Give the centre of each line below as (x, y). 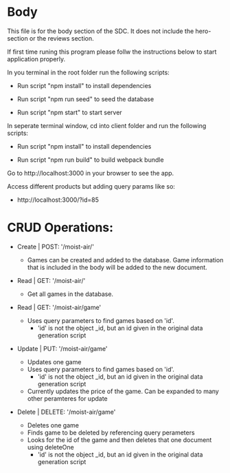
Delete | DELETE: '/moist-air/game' (66, 412)
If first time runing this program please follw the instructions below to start (112, 52)
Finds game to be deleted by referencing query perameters (111, 432)
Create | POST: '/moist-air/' (56, 246)
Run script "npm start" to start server (69, 112)
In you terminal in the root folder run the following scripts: (88, 72)
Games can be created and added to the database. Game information (125, 260)
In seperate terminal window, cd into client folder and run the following (107, 125)
